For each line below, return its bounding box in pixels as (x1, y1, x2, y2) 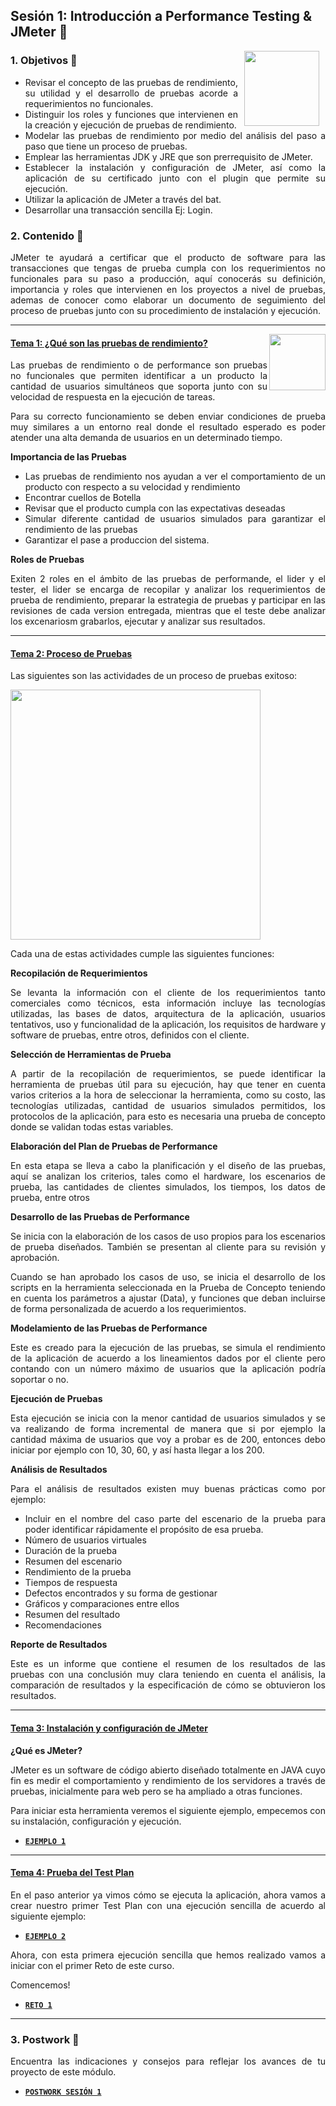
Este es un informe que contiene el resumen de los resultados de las (10, 1658, 326, 1670)
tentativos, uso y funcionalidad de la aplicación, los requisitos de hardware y (10, 1019, 326, 1031)
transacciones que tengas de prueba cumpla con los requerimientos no (10, 262, 326, 274)
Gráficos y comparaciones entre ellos (24, 1598, 180, 1610)
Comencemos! (10, 1979, 71, 1991)
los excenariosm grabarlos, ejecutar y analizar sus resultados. (10, 615, 266, 628)
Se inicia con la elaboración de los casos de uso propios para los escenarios (10, 1230, 326, 1243)
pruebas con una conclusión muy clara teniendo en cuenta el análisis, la (10, 1669, 326, 1681)
